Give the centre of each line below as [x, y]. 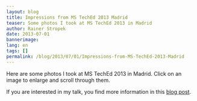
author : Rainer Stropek [36, 29]
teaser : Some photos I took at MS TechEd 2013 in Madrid [79, 23]
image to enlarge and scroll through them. [58, 80]
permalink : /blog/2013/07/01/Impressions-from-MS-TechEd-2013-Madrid [95, 57]
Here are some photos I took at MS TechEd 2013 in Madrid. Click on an [94, 73]
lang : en [17, 46]
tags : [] [17, 51]
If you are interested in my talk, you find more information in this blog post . [99, 91]
